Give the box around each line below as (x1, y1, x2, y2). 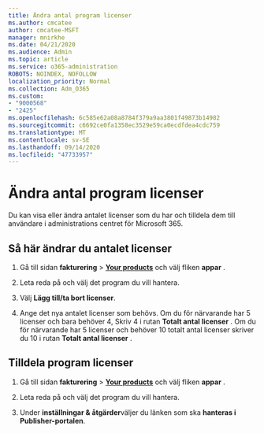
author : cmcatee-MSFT (8, 26, 80, 34)
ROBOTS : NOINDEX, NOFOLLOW (8, 70, 97, 78)
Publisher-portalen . (19, 416, 86, 425)
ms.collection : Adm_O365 (8, 84, 90, 93)
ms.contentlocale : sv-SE (8, 135, 90, 144)
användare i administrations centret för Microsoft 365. (8, 219, 184, 228)
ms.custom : (8, 92, 44, 100)
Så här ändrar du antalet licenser (8, 242, 172, 255)
